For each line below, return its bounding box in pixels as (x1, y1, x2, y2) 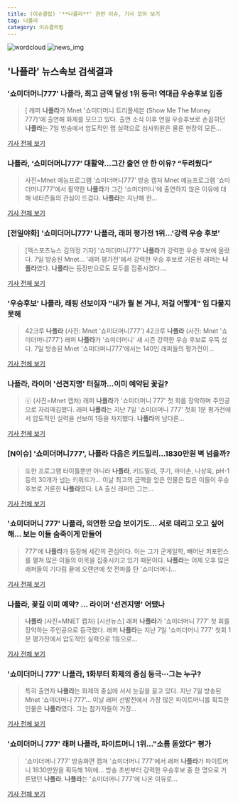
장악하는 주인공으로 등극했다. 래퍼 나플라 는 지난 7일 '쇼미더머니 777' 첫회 (24, 626, 227, 634)
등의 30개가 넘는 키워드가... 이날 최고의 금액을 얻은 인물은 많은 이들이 (24, 475, 217, 484)
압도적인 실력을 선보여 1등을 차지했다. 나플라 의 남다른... (32, 414, 185, 423)
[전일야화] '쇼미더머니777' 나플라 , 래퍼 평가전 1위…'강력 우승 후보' (7, 228, 220, 238)
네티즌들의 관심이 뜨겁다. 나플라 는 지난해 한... (32, 193, 158, 203)
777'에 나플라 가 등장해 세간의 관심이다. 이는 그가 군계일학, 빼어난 (24, 547, 205, 555)
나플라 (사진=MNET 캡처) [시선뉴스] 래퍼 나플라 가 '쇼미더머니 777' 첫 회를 (24, 617, 230, 626)
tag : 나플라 (7, 17, 38, 24)
